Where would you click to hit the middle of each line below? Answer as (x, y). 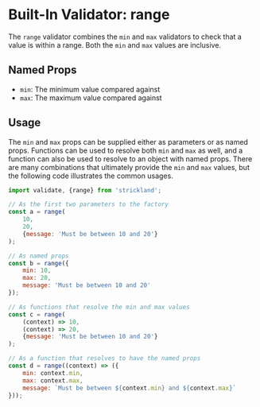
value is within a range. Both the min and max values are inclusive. (114, 45)
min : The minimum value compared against (90, 89)
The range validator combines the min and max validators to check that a (125, 37)
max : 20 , (37, 278)
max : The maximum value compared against (91, 98)
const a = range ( (37, 212)
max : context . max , (53, 380)
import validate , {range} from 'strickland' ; (85, 190)
